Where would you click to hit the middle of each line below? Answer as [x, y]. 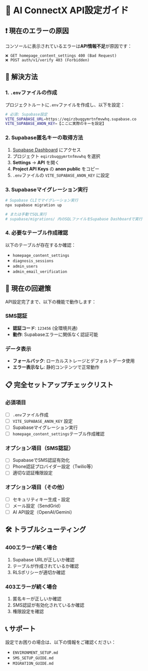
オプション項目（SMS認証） [40, 448]
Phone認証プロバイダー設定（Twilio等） [54, 466]
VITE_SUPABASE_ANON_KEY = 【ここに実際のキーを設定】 [56, 124]
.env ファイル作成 [31, 415]
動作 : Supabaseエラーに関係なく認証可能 [55, 334]
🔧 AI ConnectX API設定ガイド [67, 10]
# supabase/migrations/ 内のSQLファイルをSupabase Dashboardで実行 [74, 219]
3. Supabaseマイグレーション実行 [47, 189]
